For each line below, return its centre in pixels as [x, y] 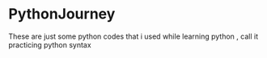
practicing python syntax [50, 44]
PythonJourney [62, 14]
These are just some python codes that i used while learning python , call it [133, 36]
